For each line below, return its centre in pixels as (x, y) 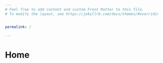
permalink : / (18, 27)
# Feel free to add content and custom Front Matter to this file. (75, 9)
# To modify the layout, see (34, 14)
